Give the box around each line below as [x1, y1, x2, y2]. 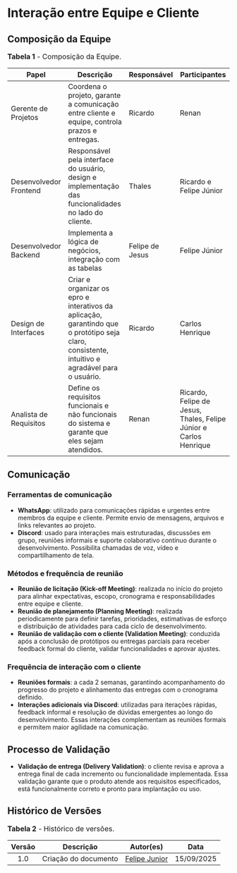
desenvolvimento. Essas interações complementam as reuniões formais [17, 716, 226, 724]
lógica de [68, 237, 99, 246]
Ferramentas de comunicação [7, 490, 112, 500]
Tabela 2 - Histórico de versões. [7, 824, 115, 834]
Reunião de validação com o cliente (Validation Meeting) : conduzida [17, 629, 221, 637]
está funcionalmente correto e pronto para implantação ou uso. [17, 785, 202, 793]
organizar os [68, 283, 110, 293]
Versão [11, 841, 36, 851]
